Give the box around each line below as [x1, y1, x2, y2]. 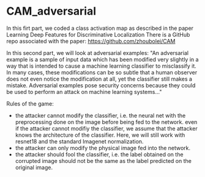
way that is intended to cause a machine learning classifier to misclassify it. [6, 62, 197, 70]
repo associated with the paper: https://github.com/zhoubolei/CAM [6, 37, 176, 45]
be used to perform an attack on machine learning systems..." [6, 88, 162, 95]
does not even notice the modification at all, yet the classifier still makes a [6, 75, 193, 82]
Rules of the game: [6, 99, 54, 107]
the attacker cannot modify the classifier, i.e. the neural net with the [15, 112, 186, 119]
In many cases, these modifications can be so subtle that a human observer [6, 68, 198, 76]
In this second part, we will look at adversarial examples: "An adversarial [6, 49, 188, 56]
